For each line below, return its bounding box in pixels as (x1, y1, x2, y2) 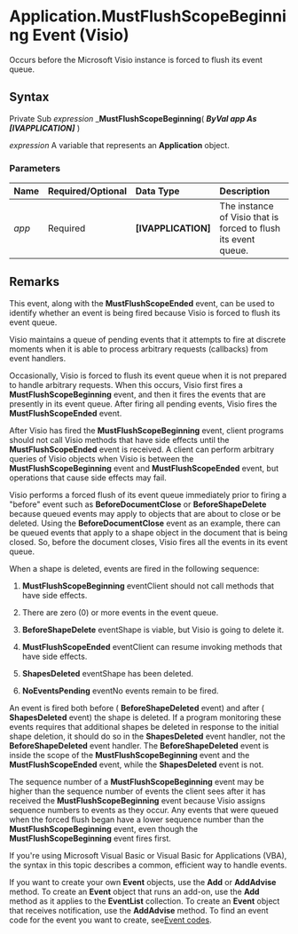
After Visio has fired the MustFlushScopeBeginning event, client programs (9, 424, 284, 436)
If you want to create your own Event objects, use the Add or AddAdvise (9, 876, 277, 887)
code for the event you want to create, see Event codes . (9, 914, 212, 925)
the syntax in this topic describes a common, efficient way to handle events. (9, 859, 287, 870)
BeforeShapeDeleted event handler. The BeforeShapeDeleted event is (9, 740, 270, 751)
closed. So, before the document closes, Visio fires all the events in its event (9, 536, 288, 547)
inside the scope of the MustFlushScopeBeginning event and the (9, 749, 250, 760)
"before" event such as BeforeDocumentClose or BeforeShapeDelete (9, 499, 267, 510)
